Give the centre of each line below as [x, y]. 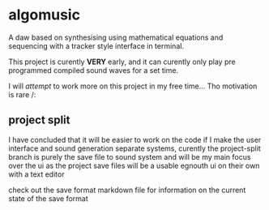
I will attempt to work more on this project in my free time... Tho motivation [133, 86]
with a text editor [36, 174]
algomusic [45, 15]
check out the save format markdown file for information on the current [127, 190]
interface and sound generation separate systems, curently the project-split [134, 148]
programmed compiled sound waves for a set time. [94, 70]
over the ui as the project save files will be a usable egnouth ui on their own [134, 165]
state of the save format [49, 198]
